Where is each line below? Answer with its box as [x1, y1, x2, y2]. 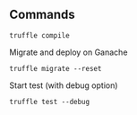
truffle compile [9, 31, 70, 40]
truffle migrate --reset [9, 64, 102, 73]
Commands [9, 7, 76, 22]
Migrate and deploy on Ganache [9, 47, 128, 57]
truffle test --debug [9, 97, 90, 106]
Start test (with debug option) [9, 80, 118, 91]
